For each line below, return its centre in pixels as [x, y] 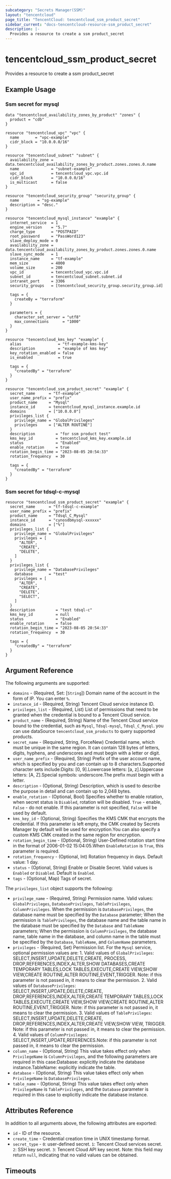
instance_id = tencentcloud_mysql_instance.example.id [75, 407]
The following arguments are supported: [48, 683]
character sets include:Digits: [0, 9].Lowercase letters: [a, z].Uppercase [88, 769]
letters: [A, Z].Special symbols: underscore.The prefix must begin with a [88, 775]
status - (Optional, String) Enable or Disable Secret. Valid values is [83, 867]
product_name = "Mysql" [40, 402]
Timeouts [21, 1171]
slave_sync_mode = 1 [34, 254]
